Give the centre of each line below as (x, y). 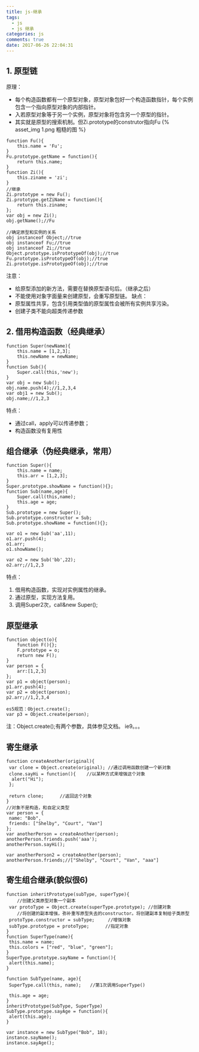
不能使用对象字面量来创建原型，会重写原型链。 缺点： (81, 296)
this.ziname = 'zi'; (42, 178)
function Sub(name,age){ (37, 492)
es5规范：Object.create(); (38, 709)
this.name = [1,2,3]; (44, 351)
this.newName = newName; (48, 356)
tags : (13, 17)
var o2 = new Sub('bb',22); (41, 560)
